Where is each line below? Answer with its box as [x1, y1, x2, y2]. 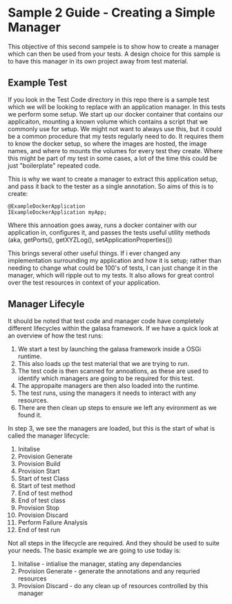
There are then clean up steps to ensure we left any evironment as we [17, 403, 217, 411]
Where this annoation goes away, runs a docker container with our [8, 221, 197, 229]
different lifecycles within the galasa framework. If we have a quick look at [8, 324, 219, 332]
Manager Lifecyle [8, 298, 85, 310]
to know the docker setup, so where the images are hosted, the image [8, 139, 207, 148]
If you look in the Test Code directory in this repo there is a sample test [8, 95, 210, 104]
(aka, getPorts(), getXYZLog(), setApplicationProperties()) [8, 235, 173, 244]
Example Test [8, 77, 68, 89]
